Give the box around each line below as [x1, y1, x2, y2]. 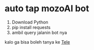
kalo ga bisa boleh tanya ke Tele [4, 39, 70, 45]
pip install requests [11, 24, 50, 30]
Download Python [11, 19, 48, 25]
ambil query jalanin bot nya [11, 29, 67, 35]
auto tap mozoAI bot [4, 3, 90, 14]
